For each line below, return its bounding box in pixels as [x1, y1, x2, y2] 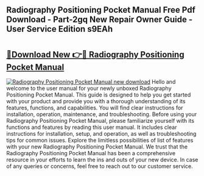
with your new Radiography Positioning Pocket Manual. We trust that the [6, 143, 188, 150]
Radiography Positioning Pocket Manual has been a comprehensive [6, 150, 175, 156]
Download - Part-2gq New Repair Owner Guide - [6, 15, 193, 25]
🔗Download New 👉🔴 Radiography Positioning [6, 49, 185, 60]
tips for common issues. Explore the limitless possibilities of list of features [6, 137, 194, 144]
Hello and [152, 78, 176, 85]
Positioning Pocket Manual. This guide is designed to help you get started [6, 91, 191, 98]
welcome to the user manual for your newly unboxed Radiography [6, 85, 172, 92]
